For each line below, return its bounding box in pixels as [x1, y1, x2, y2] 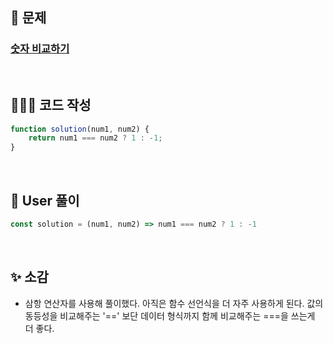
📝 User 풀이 [10, 192, 80, 209]
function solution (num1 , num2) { [10, 124, 150, 134]
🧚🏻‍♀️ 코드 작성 [10, 97, 92, 114]
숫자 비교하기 [10, 42, 70, 56]
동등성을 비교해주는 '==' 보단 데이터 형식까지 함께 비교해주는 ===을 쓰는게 [24, 309, 316, 322]
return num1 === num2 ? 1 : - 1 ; [28, 133, 163, 143]
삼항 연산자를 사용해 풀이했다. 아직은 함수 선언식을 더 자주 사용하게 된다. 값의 [24, 297, 324, 309]
